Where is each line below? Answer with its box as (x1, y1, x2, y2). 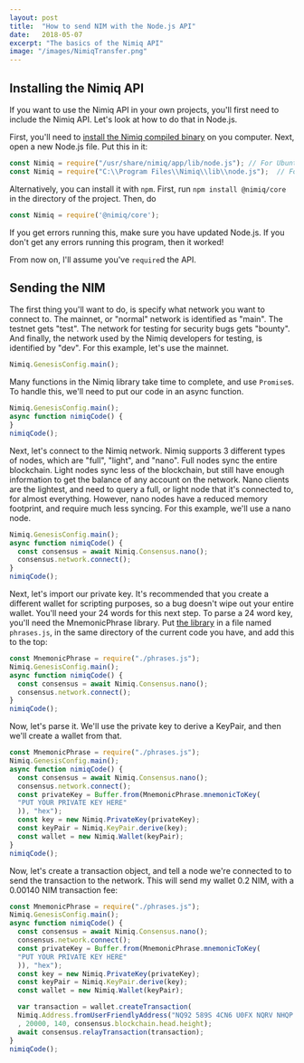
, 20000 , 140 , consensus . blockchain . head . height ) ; (17, 1019, 213, 1028)
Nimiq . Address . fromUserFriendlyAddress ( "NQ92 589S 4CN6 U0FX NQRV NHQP (17, 1011, 294, 1020)
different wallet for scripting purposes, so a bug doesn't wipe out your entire (9, 598, 294, 609)
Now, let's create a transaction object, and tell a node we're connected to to (9, 865, 292, 876)
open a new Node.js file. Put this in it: (9, 141, 148, 152)
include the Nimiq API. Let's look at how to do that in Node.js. (9, 114, 238, 125)
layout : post (9, 13, 59, 23)
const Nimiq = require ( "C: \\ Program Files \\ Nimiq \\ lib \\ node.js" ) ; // (9, 166, 285, 176)
